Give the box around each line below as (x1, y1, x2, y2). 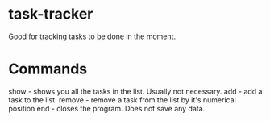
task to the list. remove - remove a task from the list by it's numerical (8, 94, 236, 105)
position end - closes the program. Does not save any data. (8, 103, 206, 113)
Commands (8, 60, 88, 78)
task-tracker (8, 5, 93, 23)
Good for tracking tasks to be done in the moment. (8, 31, 176, 41)
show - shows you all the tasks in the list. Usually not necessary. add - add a (8, 86, 263, 96)
